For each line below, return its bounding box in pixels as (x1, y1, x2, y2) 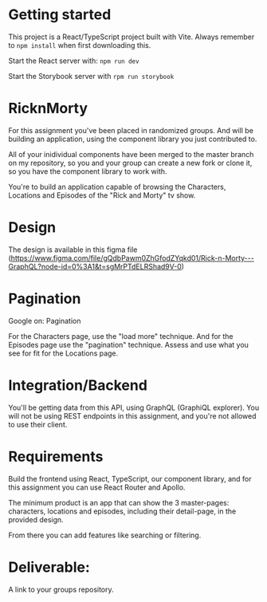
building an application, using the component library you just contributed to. (8, 134, 257, 144)
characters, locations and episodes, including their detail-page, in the (8, 506, 237, 516)
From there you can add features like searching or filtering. (8, 530, 202, 540)
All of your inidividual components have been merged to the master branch (8, 149, 254, 159)
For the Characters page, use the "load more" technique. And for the (8, 331, 234, 340)
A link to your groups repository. (8, 584, 114, 594)
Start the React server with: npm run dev (8, 56, 139, 65)
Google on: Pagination (8, 316, 81, 325)
